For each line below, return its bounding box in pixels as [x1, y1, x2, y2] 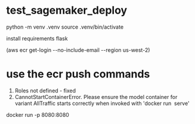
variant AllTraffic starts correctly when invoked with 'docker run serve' [14, 100, 190, 107]
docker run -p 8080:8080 [6, 111, 70, 118]
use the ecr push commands [6, 67, 150, 81]
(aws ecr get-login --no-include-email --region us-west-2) [6, 46, 150, 54]
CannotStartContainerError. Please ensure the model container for [14, 93, 178, 100]
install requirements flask [6, 35, 68, 42]
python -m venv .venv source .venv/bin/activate [6, 23, 124, 30]
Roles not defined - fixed [14, 87, 76, 94]
